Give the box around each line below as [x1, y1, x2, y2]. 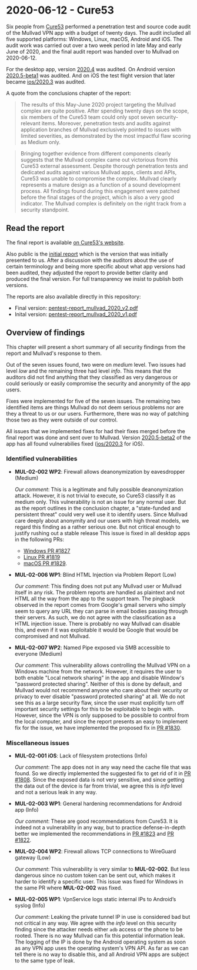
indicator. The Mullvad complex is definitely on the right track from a [20, 200, 186, 207]
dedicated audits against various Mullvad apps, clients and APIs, [20, 168, 177, 175]
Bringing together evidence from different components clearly [20, 150, 171, 157]
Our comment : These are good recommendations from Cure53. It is [14, 818, 178, 825]
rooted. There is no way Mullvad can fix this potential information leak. [14, 932, 185, 939]
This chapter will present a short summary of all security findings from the [6, 343, 186, 350]
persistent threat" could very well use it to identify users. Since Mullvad [14, 510, 188, 518]
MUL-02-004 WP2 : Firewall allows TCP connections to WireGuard [14, 848, 176, 855]
